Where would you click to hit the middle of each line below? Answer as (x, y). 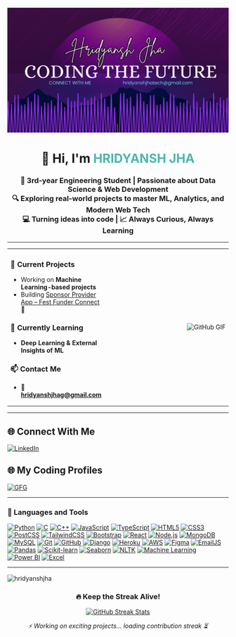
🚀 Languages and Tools (48, 512)
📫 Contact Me (35, 369)
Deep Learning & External (59, 343)
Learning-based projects (59, 287)
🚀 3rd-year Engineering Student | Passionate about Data (118, 180)
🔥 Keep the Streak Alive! (118, 596)
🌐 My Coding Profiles (55, 471)
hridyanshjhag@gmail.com (61, 394)
